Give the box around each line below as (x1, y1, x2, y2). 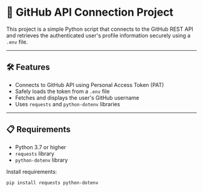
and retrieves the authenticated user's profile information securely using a (6, 31, 191, 39)
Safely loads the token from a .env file (14, 88, 110, 95)
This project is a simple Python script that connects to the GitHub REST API (6, 25, 193, 33)
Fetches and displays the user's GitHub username (14, 94, 140, 101)
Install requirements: (6, 168, 57, 175)
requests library (14, 150, 54, 157)
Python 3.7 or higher (14, 143, 66, 150)
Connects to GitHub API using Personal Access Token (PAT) (14, 81, 164, 88)
